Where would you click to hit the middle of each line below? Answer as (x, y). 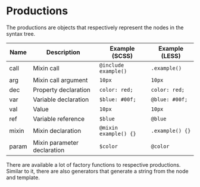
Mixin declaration (57, 130)
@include (112, 65)
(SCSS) (122, 56)
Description (63, 52)
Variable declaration (61, 99)
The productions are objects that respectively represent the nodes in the (95, 27)
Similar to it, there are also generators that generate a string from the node (97, 171)
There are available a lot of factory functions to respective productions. (93, 164)
